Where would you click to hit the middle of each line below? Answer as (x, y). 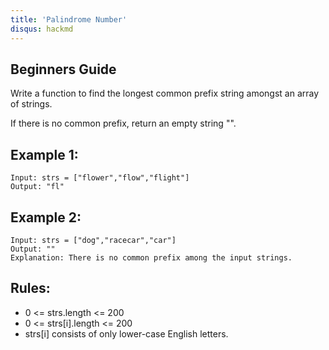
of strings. (31, 104)
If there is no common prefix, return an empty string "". (123, 123)
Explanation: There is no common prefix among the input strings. (151, 257)
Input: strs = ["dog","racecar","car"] (93, 240)
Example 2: (46, 217)
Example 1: (44, 154)
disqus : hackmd (42, 29)
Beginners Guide (63, 69)
